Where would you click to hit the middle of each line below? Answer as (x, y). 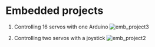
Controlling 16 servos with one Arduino (61, 27)
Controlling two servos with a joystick (60, 38)
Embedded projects (55, 11)
